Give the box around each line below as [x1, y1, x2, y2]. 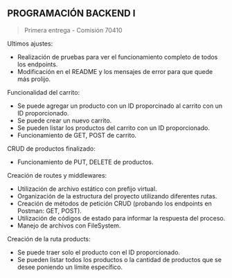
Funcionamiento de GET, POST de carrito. [17, 131, 137, 139]
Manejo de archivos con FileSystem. [17, 221, 121, 230]
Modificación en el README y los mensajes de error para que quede [17, 67, 213, 75]
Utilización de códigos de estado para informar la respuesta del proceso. [17, 214, 226, 222]
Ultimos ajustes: [7, 39, 53, 48]
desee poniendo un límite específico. [17, 263, 123, 271]
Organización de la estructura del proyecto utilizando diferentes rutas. [17, 192, 217, 200]
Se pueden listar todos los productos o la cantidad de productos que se [17, 255, 222, 263]
